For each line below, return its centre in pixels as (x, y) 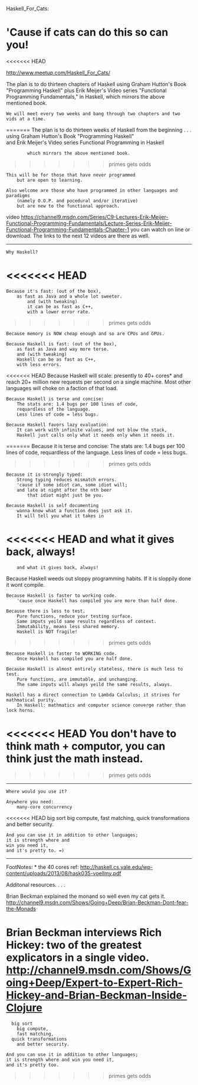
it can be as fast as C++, (60, 306)
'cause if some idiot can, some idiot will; (72, 485)
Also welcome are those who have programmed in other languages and (92, 190)
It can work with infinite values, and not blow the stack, (92, 430)
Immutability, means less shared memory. (68, 626)
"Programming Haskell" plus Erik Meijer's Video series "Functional (86, 90)
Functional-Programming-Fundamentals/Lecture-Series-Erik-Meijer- (89, 223)
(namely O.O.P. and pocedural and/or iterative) (77, 201)
